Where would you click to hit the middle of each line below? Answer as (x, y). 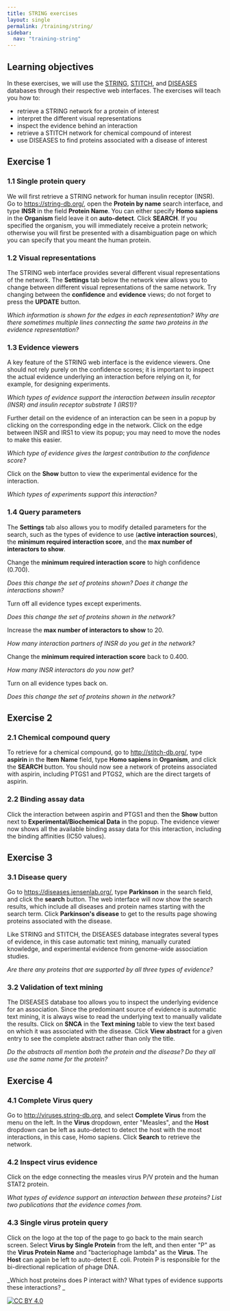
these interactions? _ (36, 1287)
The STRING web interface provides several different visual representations (114, 272)
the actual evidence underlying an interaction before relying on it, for (104, 377)
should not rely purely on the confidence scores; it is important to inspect (111, 370)
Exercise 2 (30, 718)
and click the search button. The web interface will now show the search (110, 900)
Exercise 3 (30, 857)
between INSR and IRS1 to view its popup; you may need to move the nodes (114, 433)
